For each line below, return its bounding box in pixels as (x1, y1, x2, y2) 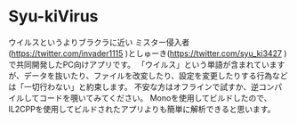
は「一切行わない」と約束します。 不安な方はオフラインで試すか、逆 (8, 81, 260, 92)
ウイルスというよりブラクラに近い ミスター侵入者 (8, 37, 190, 47)
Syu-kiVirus (8, 6, 99, 27)
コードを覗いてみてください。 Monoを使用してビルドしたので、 (38, 92, 272, 103)
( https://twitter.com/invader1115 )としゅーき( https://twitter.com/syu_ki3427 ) (8, 47, 287, 59)
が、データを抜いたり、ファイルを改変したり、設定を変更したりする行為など (8, 70, 288, 81)
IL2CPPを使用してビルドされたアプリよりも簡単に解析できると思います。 (8, 103, 276, 114)
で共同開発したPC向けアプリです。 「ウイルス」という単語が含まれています (8, 59, 285, 70)
